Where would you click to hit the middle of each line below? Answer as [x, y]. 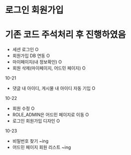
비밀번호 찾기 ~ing [30, 141]
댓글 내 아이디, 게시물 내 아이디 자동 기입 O [54, 88]
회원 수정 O [23, 109]
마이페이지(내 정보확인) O [37, 62]
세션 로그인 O [25, 50]
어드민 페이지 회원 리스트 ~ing [42, 148]
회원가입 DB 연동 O [31, 56]
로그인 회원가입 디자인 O [36, 121]
